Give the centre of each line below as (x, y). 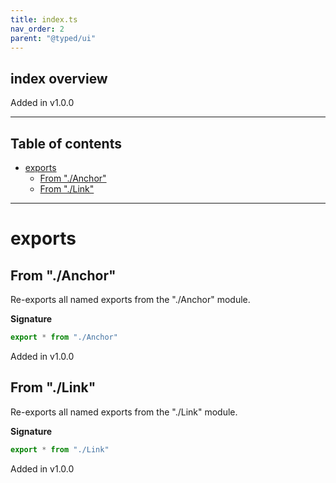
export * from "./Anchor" (64, 337)
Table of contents (66, 143)
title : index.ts (44, 19)
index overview (59, 78)
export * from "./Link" (60, 449)
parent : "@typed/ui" (53, 38)
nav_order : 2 (37, 29)
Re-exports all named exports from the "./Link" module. (124, 412)
